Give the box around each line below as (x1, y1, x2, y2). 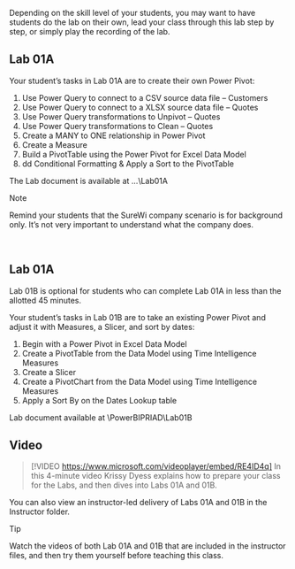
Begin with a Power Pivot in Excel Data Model (21, 338, 187, 349)
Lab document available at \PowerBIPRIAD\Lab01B (9, 411, 193, 423)
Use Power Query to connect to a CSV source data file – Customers (21, 92, 269, 103)
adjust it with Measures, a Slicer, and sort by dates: (9, 321, 195, 332)
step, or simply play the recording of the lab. (9, 27, 170, 36)
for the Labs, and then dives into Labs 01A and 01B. (30, 480, 218, 490)
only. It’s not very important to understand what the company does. (9, 219, 254, 229)
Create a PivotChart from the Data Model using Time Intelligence (21, 376, 258, 387)
